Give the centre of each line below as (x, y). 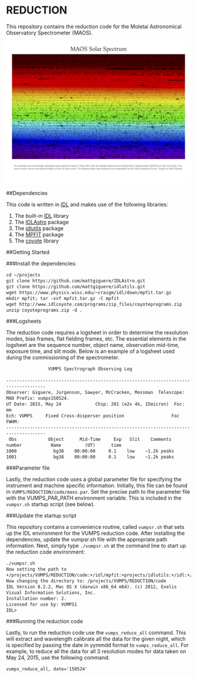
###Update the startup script (41, 516)
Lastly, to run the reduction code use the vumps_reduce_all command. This (96, 633)
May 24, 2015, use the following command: (58, 657)
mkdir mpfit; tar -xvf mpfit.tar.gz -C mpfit (62, 299)
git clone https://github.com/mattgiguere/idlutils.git (76, 287)
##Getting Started (28, 252)
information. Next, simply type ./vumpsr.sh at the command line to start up (96, 546)
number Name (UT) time (64, 446)
